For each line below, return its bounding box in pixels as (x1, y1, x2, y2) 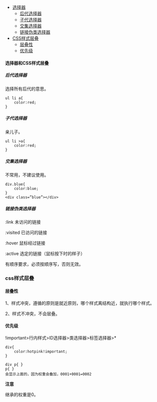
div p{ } (5, 362, 23, 367)
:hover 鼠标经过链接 (5, 240, 46, 246)
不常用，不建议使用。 (5, 172, 49, 177)
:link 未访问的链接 (5, 219, 41, 225)
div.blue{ (5, 181, 26, 187)
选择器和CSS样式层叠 (5, 60, 49, 66)
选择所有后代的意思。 (5, 86, 49, 92)
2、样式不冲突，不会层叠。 (5, 310, 60, 316)
